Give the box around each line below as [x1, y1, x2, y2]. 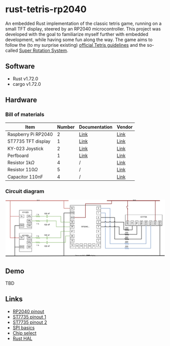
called [5, 47, 18, 53]
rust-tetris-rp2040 [5, 4, 87, 15]
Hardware [5, 96, 37, 105]
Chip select [12, 330, 37, 336]
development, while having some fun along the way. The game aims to [5, 37, 153, 43]
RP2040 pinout [12, 308, 45, 314]
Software [5, 62, 35, 71]
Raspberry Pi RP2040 [7, 131, 53, 138]
